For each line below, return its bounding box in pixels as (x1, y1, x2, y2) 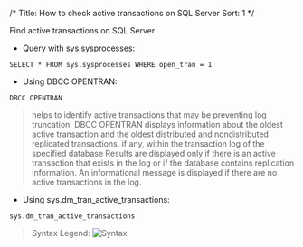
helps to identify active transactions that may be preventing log (31, 109, 267, 120)
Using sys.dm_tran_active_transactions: (22, 195, 170, 204)
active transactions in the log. (31, 176, 142, 187)
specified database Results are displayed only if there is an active (31, 148, 276, 158)
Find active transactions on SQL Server (9, 25, 156, 35)
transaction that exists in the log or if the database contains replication (31, 157, 295, 168)
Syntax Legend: (31, 228, 90, 238)
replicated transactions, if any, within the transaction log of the (31, 138, 265, 148)
